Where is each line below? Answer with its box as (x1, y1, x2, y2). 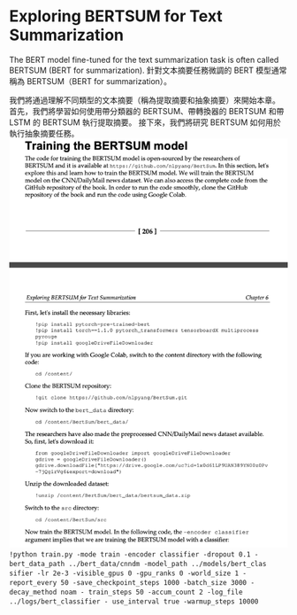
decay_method (9, 588, 57, 597)
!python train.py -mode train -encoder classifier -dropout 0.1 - (9, 550, 259, 559)
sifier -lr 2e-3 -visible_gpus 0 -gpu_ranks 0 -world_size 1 (9, 569, 240, 578)
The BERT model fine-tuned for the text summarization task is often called (9, 54, 279, 65)
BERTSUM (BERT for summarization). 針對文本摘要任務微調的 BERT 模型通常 (9, 65, 287, 75)
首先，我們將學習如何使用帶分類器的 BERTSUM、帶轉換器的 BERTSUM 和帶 (9, 105, 285, 116)
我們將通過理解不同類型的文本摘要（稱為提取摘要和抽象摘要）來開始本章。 (9, 95, 280, 105)
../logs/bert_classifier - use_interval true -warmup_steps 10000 (9, 597, 259, 606)
